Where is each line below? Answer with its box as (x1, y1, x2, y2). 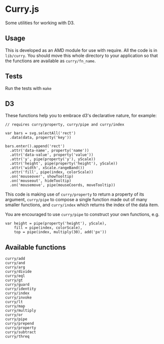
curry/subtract (5, 330, 36, 335)
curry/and (5, 260, 26, 265)
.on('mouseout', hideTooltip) (9, 178, 71, 183)
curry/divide (5, 269, 32, 274)
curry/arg (5, 265, 26, 270)
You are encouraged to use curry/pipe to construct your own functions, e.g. (5, 212, 160, 217)
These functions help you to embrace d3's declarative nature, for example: (5, 113, 157, 119)
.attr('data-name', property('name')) (9, 148, 90, 153)
